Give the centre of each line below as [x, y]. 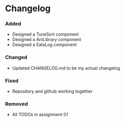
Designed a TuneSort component [45, 34]
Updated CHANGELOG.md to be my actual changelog [66, 68]
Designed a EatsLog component [44, 45]
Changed [16, 58]
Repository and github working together [52, 91]
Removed [17, 104]
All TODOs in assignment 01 [40, 115]
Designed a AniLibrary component [47, 40]
